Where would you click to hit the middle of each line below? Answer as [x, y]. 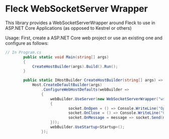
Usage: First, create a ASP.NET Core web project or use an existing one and [84, 38]
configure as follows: [27, 43]
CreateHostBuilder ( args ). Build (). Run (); [75, 66]
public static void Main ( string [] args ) [66, 57]
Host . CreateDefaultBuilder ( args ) [67, 85]
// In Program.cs [23, 52]
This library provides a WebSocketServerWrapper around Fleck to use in [80, 23]
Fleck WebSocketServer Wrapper [77, 9]
